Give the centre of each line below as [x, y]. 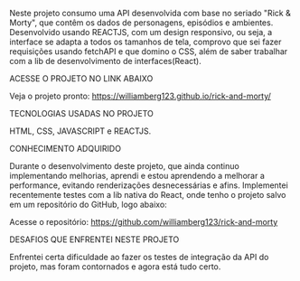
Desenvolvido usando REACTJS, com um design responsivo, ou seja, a [141, 32]
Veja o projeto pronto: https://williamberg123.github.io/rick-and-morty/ [140, 96]
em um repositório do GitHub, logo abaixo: [88, 204]
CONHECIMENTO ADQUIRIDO [66, 149]
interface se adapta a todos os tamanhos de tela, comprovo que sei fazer [145, 42]
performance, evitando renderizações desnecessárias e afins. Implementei [149, 185]
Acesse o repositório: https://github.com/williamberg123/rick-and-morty [144, 222]
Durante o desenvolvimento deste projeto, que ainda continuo [124, 166]
